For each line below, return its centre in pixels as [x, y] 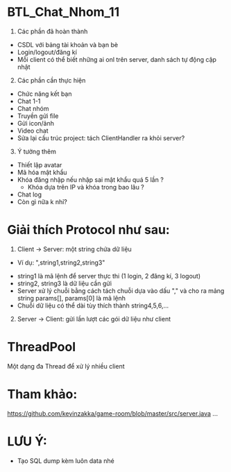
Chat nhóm [33, 108]
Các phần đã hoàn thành [52, 31]
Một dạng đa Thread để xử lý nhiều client [66, 366]
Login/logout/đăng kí [47, 52]
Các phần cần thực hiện [51, 80]
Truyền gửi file [38, 116]
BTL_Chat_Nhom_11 [63, 12]
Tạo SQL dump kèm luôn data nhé [66, 461]
